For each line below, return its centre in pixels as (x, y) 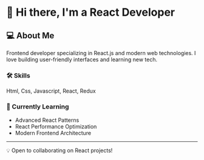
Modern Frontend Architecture (53, 133)
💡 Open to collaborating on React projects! (59, 150)
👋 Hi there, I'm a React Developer (90, 12)
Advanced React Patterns (47, 120)
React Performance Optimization (56, 126)
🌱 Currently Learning (38, 107)
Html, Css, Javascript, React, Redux (51, 91)
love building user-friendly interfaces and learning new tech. (82, 59)
